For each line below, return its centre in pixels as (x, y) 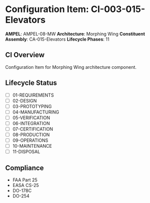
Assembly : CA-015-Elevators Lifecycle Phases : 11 (57, 39)
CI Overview (25, 55)
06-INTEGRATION (31, 123)
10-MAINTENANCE (32, 146)
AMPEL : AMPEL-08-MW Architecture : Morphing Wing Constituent (75, 34)
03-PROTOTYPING (32, 106)
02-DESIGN (24, 100)
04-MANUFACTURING (36, 112)
